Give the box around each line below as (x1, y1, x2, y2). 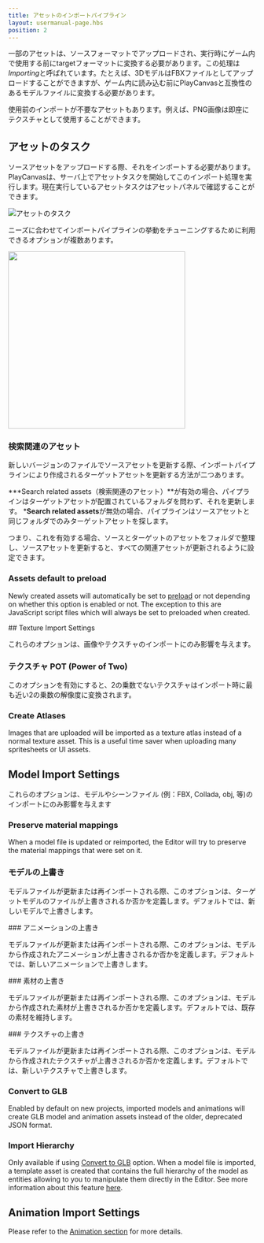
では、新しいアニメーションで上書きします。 (8, 959, 152, 969)
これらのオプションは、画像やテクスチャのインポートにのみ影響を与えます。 (8, 639, 255, 648)
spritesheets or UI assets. (8, 745, 91, 755)
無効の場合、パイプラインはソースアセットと (105, 506, 251, 516)
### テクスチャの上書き (8, 1029, 85, 1038)
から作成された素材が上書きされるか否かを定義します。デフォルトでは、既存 (8, 1002, 255, 1012)
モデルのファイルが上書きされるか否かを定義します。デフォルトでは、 (21, 896, 249, 906)
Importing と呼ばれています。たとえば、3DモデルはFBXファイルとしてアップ (8, 69, 254, 78)
